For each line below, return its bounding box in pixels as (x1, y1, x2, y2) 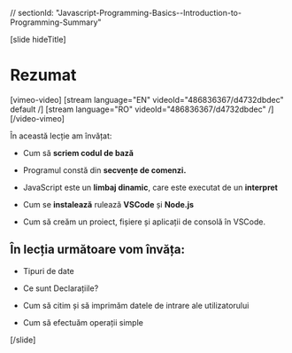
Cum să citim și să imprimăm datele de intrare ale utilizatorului (22, 300, 250, 310)
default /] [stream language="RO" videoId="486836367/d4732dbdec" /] (10, 104, 274, 114)
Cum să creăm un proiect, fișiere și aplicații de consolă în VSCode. (22, 216, 266, 227)
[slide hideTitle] (10, 35, 66, 44)
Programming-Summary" (10, 17, 102, 27)
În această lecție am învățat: (10, 130, 112, 141)
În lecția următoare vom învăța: (10, 242, 185, 257)
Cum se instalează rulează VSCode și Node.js (22, 199, 194, 209)
